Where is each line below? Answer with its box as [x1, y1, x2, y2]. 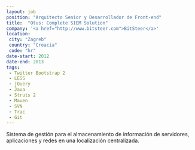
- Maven [8, 97, 28, 103]
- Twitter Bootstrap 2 [8, 70, 66, 76]
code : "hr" [8, 48, 36, 54]
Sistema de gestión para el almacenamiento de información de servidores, [6, 131, 190, 138]
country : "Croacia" [8, 42, 58, 48]
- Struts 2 [8, 92, 36, 98]
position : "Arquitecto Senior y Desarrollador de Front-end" [6, 14, 162, 20]
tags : [6, 64, 20, 71]
